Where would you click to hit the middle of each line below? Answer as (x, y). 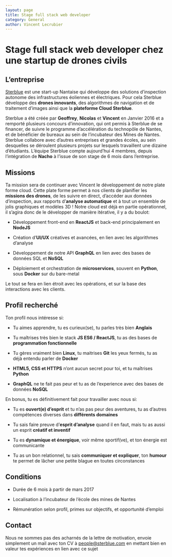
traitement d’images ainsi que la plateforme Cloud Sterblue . (69, 108)
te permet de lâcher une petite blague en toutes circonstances (79, 460)
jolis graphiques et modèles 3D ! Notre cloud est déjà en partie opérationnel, (86, 207)
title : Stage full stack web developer (48, 15)
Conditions (23, 477)
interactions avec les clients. (35, 289)
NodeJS (22, 228)
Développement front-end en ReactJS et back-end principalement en (86, 222)
